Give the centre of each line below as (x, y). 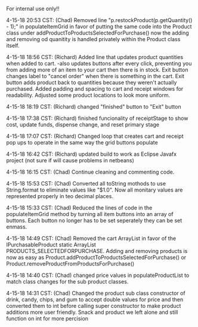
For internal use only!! (33, 9)
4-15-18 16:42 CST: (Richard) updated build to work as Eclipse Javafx (92, 154)
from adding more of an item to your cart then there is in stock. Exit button (97, 70)
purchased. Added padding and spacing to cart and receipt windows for (95, 89)
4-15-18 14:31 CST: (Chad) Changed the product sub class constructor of (96, 293)
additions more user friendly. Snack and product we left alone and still (92, 312)
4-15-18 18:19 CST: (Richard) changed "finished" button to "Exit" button (94, 107)
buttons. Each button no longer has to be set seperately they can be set (94, 220)
